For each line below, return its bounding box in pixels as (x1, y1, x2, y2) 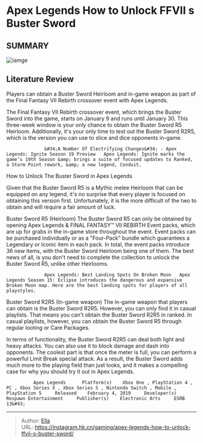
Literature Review (6, 74, 74, 85)
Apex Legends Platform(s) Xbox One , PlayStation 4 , (33, 379, 193, 386)
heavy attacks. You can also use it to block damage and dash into (6, 342, 169, 349)
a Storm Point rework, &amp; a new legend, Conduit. (6, 162, 142, 168)
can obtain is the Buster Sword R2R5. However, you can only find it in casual (6, 304, 196, 312)
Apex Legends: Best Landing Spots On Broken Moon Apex (44, 272, 190, 278)
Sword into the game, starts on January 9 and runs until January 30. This (6, 114, 188, 122)
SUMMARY (6, 41, 50, 51)
